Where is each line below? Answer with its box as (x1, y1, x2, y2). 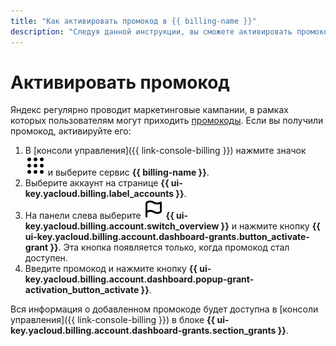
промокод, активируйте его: (10, 125, 132, 137)
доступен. (24, 252, 68, 264)
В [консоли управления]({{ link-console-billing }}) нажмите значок (24, 145, 307, 157)
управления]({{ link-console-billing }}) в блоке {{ (10, 314, 216, 326)
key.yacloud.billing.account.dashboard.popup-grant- (24, 273, 255, 285)
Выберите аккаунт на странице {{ (24, 177, 170, 189)
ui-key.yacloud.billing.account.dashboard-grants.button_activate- (24, 231, 310, 243)
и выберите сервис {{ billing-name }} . (47, 166, 210, 179)
